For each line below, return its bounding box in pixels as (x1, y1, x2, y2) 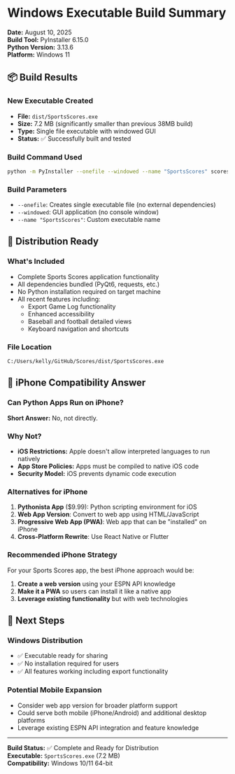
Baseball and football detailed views (27, 317, 132, 325)
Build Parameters (7, 184, 67, 194)
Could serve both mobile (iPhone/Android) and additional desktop (17, 708, 207, 717)
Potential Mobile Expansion (7, 685, 102, 695)
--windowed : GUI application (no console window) (17, 208, 159, 216)
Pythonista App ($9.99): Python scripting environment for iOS (17, 502, 197, 512)
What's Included (7, 257, 65, 267)
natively (17, 455, 41, 463)
